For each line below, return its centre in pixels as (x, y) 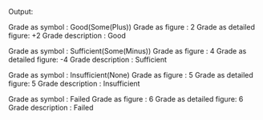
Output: (21, 12)
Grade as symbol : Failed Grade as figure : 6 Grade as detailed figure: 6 (126, 99)
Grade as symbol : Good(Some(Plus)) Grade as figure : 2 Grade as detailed (131, 27)
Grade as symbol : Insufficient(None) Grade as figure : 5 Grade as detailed (131, 75)
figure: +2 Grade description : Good (67, 36)
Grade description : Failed (51, 108)
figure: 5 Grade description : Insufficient (74, 84)
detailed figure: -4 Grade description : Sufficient (87, 60)
